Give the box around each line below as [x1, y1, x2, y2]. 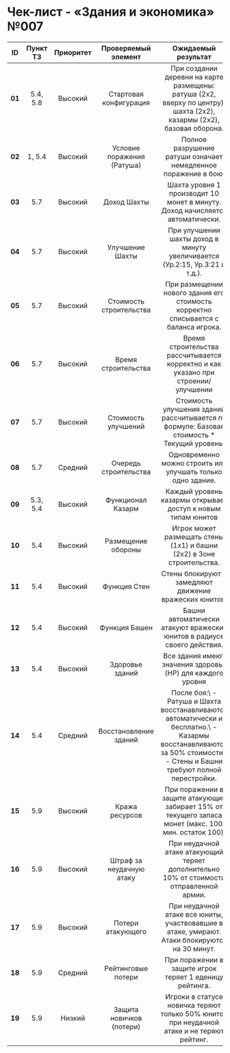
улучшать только [166, 467, 222, 476]
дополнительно [168, 864, 220, 874]
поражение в [163, 169, 207, 178]
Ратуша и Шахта [166, 696, 221, 706]
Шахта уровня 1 [167, 179, 221, 189]
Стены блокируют [161, 569, 221, 578]
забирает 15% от [165, 802, 223, 811]
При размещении [165, 279, 224, 288]
